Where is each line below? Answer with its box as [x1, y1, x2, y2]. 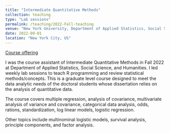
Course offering [5, 49, 38, 56]
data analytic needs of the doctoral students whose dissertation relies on [5, 80, 157, 86]
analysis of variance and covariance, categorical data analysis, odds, [5, 101, 149, 107]
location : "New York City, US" [5, 36, 71, 41]
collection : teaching [5, 12, 51, 17]
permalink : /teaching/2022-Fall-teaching [5, 21, 94, 27]
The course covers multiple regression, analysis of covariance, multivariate [5, 96, 162, 102]
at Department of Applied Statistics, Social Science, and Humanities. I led [5, 64, 158, 71]
